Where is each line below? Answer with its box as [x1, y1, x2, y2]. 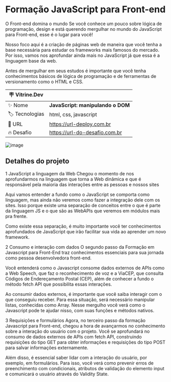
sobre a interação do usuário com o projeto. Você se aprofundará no [5, 328, 150, 334]
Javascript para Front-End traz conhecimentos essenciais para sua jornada [5, 249, 164, 255]
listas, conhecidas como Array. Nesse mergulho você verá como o [5, 301, 145, 308]
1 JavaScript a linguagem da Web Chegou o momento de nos [5, 170, 134, 176]
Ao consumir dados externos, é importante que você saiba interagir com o [5, 291, 162, 297]
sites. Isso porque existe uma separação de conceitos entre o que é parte [5, 202, 161, 208]
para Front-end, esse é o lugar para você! [5, 31, 93, 37]
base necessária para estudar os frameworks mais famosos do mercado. [5, 47, 160, 53]
